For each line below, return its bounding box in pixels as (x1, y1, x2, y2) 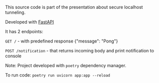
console (5, 53, 22, 59)
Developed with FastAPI (5, 19, 54, 25)
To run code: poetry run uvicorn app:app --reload (5, 72, 110, 78)
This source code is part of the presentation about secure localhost (5, 4, 143, 10)
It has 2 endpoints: (5, 29, 43, 34)
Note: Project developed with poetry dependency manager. (5, 63, 127, 68)
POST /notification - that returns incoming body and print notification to (5, 48, 154, 53)
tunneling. (5, 9, 26, 15)
